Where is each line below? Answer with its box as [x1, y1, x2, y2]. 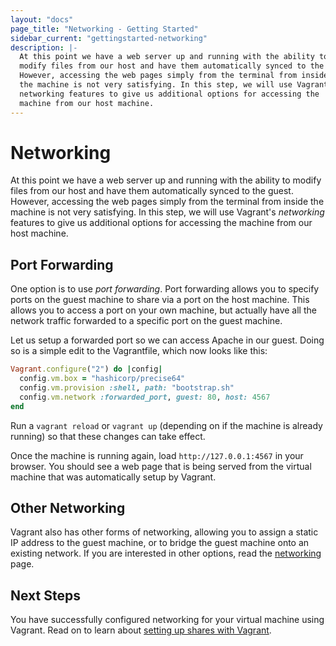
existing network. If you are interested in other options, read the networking [10, 547, 322, 560]
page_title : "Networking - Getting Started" [10, 24, 199, 34]
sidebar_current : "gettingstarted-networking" [10, 33, 208, 43]
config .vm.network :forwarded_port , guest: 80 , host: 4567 [19, 392, 271, 402]
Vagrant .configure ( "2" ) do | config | [10, 364, 163, 375]
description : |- [10, 42, 78, 53]
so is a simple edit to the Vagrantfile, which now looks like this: [10, 345, 268, 357]
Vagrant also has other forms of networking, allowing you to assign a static [10, 526, 319, 538]
